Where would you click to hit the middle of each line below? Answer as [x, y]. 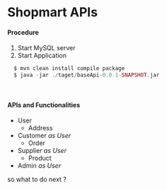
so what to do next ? [37, 179]
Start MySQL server [46, 48]
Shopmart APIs [52, 12]
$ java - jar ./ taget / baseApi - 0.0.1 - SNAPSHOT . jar [87, 75]
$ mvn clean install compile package [69, 69]
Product [40, 158]
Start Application [42, 56]
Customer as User [44, 136]
